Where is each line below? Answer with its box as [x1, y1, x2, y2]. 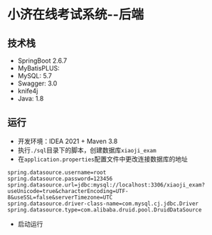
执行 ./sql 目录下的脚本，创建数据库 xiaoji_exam [17, 145, 157, 154]
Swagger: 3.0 [17, 79, 58, 88]
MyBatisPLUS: [17, 64, 60, 72]
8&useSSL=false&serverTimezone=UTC [7, 194, 113, 201]
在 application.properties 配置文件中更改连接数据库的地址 [17, 155, 189, 163]
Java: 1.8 [17, 94, 44, 103]
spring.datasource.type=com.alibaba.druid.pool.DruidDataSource [7, 206, 202, 214]
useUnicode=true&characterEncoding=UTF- [7, 187, 129, 194]
